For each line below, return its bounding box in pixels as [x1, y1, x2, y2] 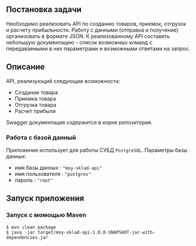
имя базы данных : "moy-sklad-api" [14, 164, 102, 171]
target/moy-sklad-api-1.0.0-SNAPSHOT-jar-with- [37, 229, 156, 235]
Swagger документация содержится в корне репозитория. [6, 119, 153, 126]
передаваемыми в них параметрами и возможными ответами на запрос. [6, 45, 191, 52]
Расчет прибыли [14, 108, 56, 115]
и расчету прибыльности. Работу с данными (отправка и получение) [6, 26, 179, 33]
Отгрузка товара [14, 101, 57, 108]
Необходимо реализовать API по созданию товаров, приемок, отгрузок [6, 20, 187, 27]
